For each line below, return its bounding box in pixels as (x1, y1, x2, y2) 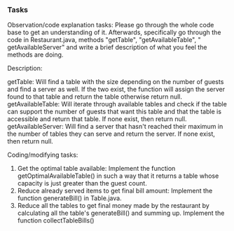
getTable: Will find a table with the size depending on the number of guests (7, 78, 224, 86)
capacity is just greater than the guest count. (17, 179, 147, 188)
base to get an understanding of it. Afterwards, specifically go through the (7, 28, 221, 36)
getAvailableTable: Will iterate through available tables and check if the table (7, 100, 228, 108)
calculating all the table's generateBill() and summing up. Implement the (17, 209, 225, 218)
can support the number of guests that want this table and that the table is (7, 107, 222, 116)
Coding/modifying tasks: (7, 150, 78, 159)
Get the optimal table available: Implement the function (17, 164, 176, 173)
